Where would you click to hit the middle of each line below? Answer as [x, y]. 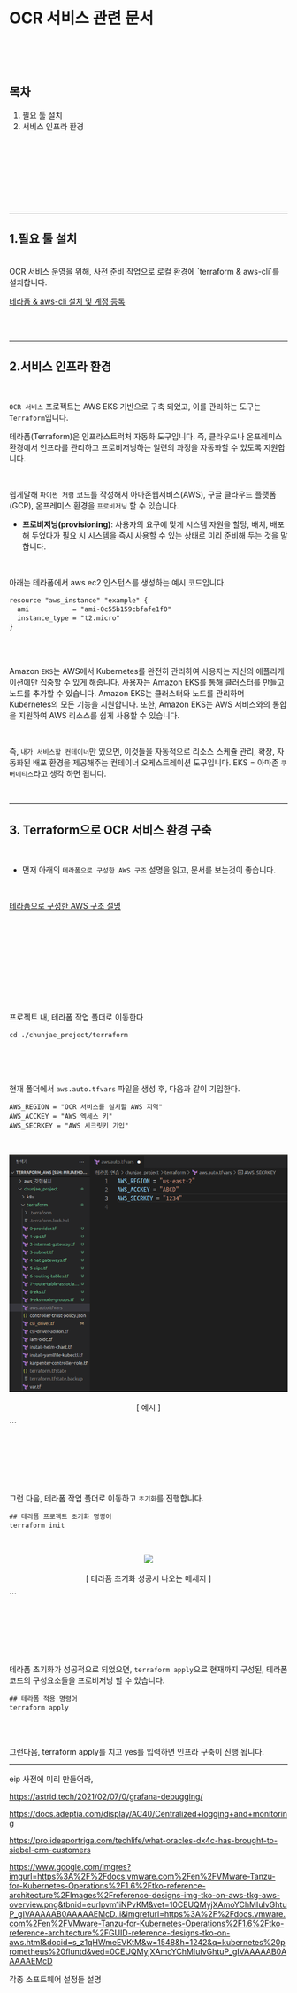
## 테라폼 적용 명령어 [43, 1699]
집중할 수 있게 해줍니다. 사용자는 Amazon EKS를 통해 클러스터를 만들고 [162, 682]
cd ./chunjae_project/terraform [69, 1035]
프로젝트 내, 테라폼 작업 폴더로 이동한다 [76, 1017]
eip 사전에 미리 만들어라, [51, 1779]
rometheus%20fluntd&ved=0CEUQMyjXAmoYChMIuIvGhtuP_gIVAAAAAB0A [148, 1952]
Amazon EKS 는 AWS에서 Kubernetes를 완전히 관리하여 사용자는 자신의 [132, 671]
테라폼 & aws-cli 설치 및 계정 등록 [67, 301]
